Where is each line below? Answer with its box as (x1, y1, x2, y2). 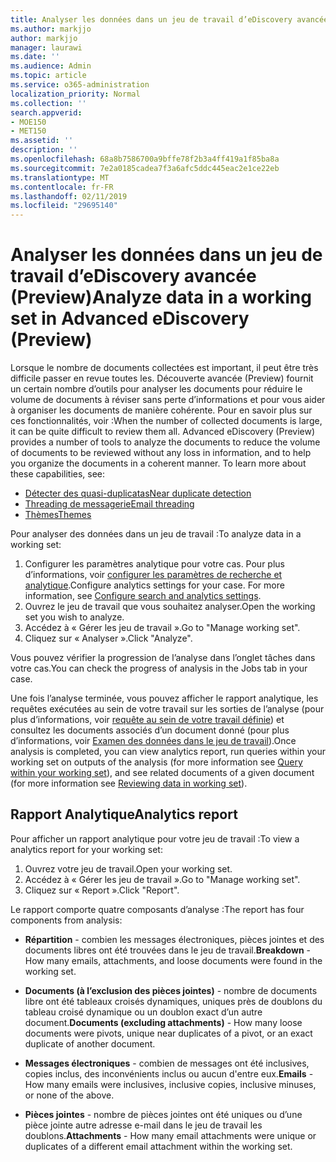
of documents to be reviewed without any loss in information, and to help (10, 447, 312, 459)
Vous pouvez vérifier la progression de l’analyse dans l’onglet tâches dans (10, 652, 316, 664)
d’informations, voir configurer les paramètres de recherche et (24, 569, 283, 581)
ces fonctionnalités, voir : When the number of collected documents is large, (10, 415, 323, 427)
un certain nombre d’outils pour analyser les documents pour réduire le (10, 383, 303, 395)
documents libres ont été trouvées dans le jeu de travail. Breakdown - (24, 944, 312, 956)
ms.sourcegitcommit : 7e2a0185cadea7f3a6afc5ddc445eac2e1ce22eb (10, 163, 280, 173)
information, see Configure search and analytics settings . (24, 590, 262, 602)
